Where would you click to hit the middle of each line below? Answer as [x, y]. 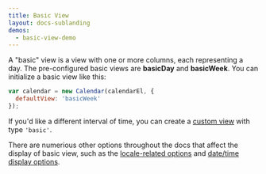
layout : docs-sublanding [49, 23]
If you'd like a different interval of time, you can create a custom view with [129, 121]
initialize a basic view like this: [57, 77]
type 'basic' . [30, 129]
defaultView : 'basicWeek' [58, 99]
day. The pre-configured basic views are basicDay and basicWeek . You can [133, 69]
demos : [19, 30]
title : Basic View [39, 15]
